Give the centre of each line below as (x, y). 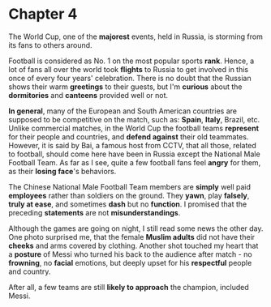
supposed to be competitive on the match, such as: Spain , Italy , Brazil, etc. (134, 119)
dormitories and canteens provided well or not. (88, 95)
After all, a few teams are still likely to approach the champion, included (129, 287)
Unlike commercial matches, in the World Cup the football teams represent (134, 128)
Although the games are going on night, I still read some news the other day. (136, 228)
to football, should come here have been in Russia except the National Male (135, 154)
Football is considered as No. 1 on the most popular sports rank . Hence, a (131, 61)
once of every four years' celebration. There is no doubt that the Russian (130, 78)
